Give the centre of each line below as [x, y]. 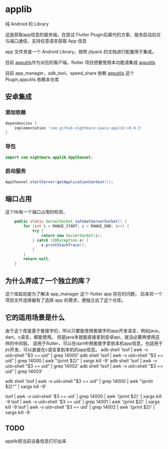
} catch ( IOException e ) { [60, 240]
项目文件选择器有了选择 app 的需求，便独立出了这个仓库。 [65, 300]
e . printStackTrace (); [64, 245]
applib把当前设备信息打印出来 [36, 441]
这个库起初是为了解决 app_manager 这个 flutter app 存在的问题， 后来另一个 [84, 294]
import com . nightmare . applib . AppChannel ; [49, 157]
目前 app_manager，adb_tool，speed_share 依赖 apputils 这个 [70, 73]
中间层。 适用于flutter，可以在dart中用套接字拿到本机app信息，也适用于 [88, 343]
